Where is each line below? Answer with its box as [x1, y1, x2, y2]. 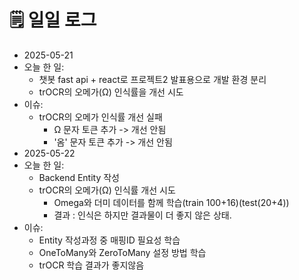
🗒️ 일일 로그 [9, 9, 97, 32]
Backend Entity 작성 [38, 171, 121, 183]
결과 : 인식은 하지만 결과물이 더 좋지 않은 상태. [53, 209, 232, 221]
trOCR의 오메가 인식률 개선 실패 [38, 111, 163, 123]
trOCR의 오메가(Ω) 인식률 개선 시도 [38, 184, 176, 196]
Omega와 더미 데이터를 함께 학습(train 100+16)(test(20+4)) [53, 196, 290, 208]
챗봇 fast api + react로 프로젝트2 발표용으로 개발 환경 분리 [38, 73, 267, 85]
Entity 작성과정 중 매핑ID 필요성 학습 [38, 234, 181, 246]
